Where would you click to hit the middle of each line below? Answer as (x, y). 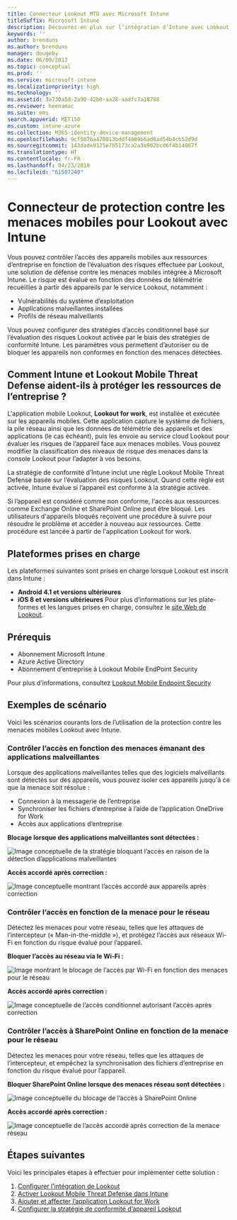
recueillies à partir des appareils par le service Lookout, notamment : (107, 287)
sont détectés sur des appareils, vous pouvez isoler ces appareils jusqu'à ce (118, 780)
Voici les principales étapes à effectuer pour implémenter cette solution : (113, 1172)
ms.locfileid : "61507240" (45, 172)
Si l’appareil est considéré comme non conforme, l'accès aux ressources (113, 501)
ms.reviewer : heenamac (41, 106)
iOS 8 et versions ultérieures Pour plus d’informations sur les (108, 600)
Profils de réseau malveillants (60, 315)
